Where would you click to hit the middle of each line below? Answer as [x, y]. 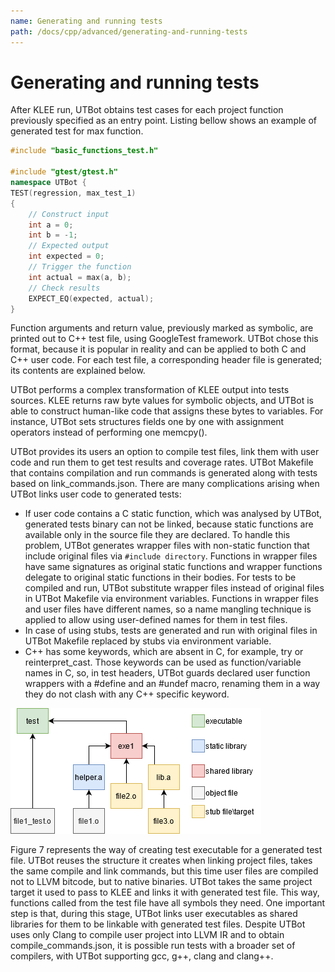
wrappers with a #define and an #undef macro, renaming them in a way [172, 684]
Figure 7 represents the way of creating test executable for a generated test [166, 850]
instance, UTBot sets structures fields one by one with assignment [147, 422]
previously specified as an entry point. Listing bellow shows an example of [164, 121]
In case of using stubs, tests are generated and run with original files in [171, 631]
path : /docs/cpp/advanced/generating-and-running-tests [129, 31]
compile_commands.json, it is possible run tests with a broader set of [153, 946]
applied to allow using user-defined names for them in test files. [156, 620]
